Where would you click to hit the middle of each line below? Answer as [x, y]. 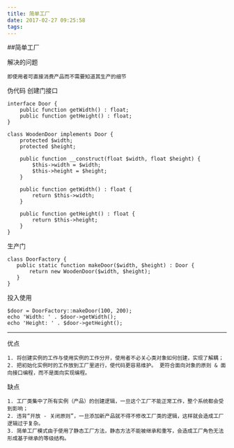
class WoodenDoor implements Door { [60, 135]
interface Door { [32, 104]
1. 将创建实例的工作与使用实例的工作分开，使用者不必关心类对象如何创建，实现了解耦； [116, 358]
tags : [15, 27]
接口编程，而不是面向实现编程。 [51, 373]
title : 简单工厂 [29, 14]
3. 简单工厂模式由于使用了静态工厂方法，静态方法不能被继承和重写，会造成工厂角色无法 [116, 431]
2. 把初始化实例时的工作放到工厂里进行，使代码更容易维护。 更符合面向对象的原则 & [112, 366]
